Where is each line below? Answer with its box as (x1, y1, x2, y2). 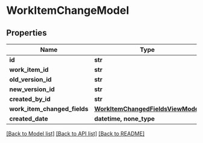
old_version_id (9, 75, 52, 83)
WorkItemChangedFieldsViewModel (94, 105, 201, 113)
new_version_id (9, 85, 55, 94)
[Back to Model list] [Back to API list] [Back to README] (6, 130, 145, 137)
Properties (6, 28, 47, 38)
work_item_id (9, 66, 49, 74)
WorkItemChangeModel (6, 4, 129, 17)
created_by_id (9, 95, 51, 103)
